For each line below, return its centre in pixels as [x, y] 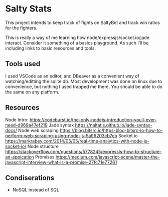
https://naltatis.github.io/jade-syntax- [114, 125]
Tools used [23, 64]
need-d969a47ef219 [26, 125]
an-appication [20, 157]
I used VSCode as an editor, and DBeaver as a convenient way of [72, 76]
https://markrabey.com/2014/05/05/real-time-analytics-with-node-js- [77, 141]
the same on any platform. [32, 92]
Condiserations [30, 178]
